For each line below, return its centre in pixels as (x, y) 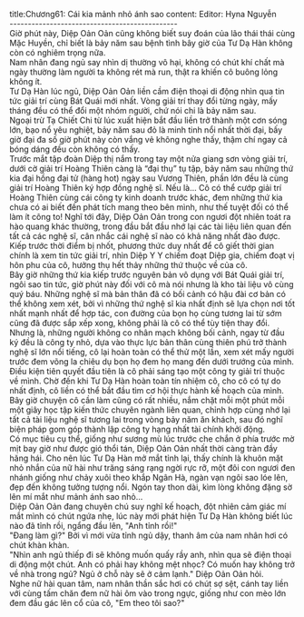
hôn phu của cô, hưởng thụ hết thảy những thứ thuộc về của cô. (128, 265)
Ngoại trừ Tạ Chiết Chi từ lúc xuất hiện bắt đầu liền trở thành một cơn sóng (148, 120)
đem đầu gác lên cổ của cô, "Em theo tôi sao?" (97, 603)
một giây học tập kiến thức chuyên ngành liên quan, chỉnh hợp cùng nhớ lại (150, 410)
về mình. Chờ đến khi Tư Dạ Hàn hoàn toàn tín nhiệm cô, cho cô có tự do (145, 381)
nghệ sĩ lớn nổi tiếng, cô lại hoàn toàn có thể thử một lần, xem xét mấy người (152, 352)
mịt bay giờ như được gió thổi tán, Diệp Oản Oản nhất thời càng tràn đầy (144, 448)
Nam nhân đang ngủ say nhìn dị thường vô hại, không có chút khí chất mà (147, 62)
